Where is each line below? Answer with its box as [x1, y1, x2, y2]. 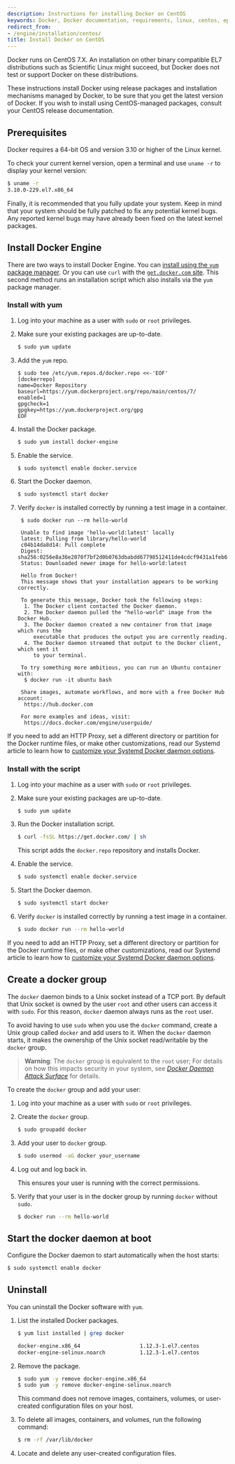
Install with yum [7, 300, 63, 310]
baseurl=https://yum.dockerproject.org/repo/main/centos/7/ [17, 388, 197, 395]
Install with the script [7, 764, 80, 774]
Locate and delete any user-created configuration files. [17, 1449, 177, 1458]
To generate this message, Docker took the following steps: [20, 597, 203, 604]
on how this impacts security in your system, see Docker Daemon [24, 1064, 215, 1073]
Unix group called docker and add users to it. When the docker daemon [7, 1028, 211, 1036]
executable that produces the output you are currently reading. [33, 634, 228, 641]
